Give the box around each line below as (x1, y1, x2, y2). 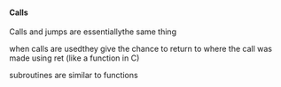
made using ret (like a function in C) (9, 53, 140, 63)
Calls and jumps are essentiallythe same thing (9, 26, 177, 37)
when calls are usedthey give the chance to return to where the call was (9, 44, 273, 54)
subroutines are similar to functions (9, 70, 139, 81)
